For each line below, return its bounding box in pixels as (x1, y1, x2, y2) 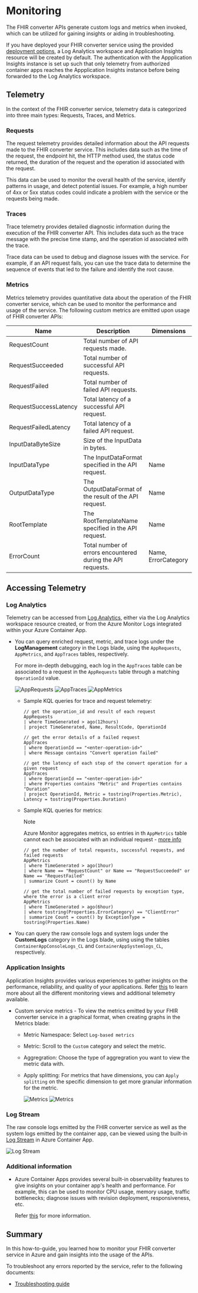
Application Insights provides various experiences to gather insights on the (6, 977, 188, 984)
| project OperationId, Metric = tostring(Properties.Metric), (23, 791, 183, 797)
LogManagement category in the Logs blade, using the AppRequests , (14, 644, 181, 652)
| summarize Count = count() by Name (23, 879, 117, 884)
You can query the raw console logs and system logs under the (14, 930, 169, 937)
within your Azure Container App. (6, 627, 87, 634)
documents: (6, 1269, 35, 1276)
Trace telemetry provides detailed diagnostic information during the (6, 223, 170, 231)
